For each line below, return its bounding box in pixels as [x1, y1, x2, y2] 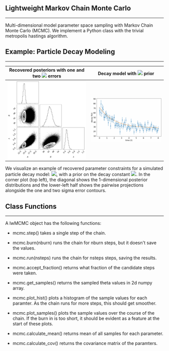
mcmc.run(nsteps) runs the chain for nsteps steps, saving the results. [12, 255, 157, 261]
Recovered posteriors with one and [9, 67, 84, 73]
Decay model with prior [98, 70, 154, 76]
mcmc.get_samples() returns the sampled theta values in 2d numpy [12, 280, 152, 286]
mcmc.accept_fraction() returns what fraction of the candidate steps [12, 265, 155, 271]
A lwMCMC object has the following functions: [5, 220, 102, 226]
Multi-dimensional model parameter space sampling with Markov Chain [5, 22, 153, 28]
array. [12, 285, 25, 291]
